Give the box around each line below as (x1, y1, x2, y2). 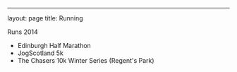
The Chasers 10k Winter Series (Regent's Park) (17, 56, 154, 64)
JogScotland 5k (17, 49, 63, 57)
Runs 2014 (7, 28, 38, 36)
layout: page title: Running (7, 14, 83, 22)
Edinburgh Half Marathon (17, 42, 92, 49)
